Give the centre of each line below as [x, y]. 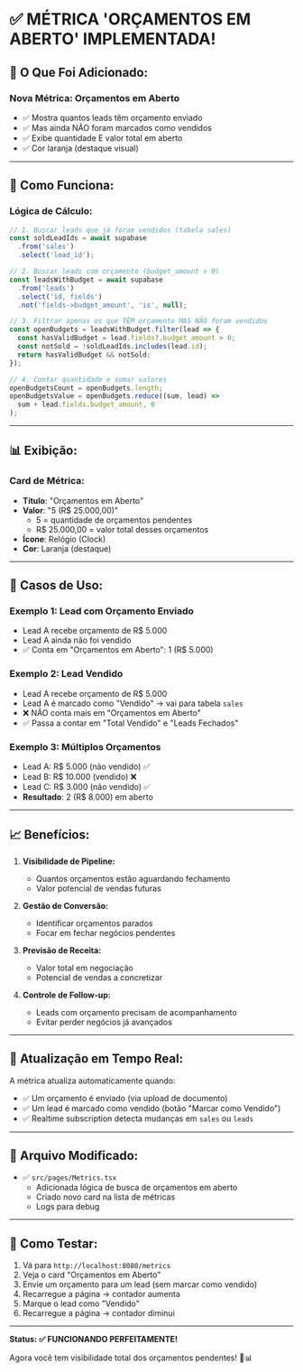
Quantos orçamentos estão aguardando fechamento [133, 878]
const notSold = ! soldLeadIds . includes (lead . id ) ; [112, 347]
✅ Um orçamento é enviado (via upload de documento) [125, 1098]
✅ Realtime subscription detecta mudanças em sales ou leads [138, 1118]
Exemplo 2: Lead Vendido [66, 674]
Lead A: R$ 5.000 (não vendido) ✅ [86, 766]
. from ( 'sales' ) [46, 247]
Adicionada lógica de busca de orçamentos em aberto [137, 1188]
